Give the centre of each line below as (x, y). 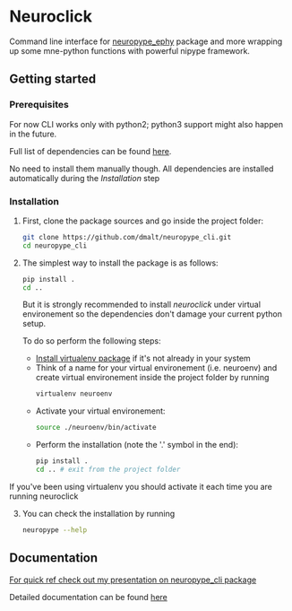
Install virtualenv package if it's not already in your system (143, 358)
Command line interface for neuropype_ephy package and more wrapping (146, 41)
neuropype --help (55, 530)
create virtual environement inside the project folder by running (152, 378)
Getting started (53, 79)
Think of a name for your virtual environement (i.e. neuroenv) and (156, 368)
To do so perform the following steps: (91, 341)
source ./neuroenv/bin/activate (96, 428)
